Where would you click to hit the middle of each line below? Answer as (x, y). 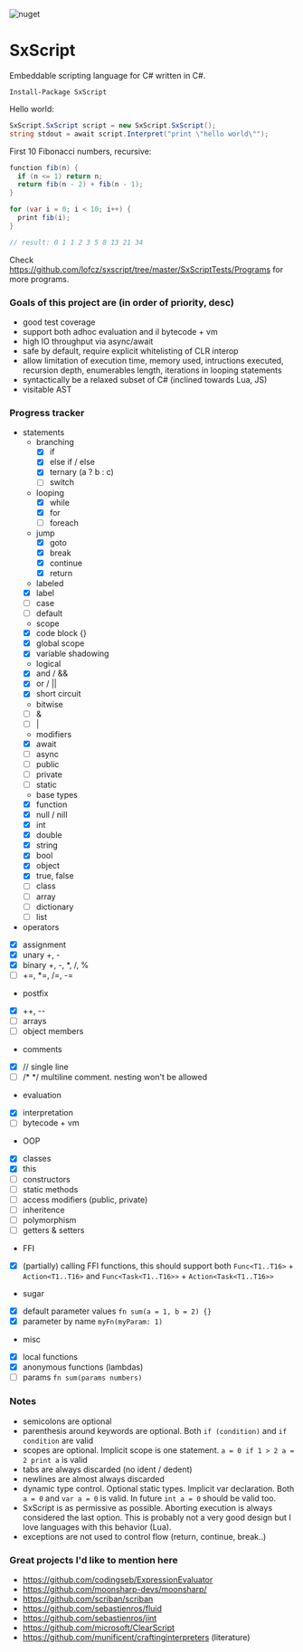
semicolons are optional (67, 1421)
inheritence (43, 1210)
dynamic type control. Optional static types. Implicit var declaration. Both (158, 1488)
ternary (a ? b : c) (82, 472)
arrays (34, 1021)
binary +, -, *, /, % (56, 964)
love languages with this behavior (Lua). (97, 1527)
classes (37, 1159)
